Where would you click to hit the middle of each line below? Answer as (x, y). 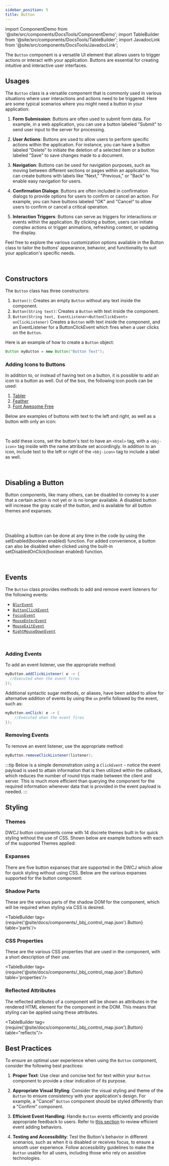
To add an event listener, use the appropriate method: (61, 665)
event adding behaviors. (37, 1127)
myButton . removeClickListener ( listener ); (49, 755)
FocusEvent (24, 615)
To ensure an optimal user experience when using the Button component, (81, 1060)
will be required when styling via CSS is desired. (55, 907)
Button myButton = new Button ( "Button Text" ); (55, 352)
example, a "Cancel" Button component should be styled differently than (88, 1101)
